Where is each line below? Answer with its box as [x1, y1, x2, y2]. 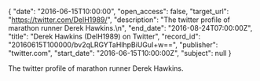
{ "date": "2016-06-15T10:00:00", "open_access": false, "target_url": [8, 7, 229, 16]
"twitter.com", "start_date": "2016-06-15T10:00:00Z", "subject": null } [8, 49, 232, 57]
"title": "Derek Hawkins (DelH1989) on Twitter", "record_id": [8, 31, 201, 41]
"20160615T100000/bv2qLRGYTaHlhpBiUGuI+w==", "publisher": [8, 40, 218, 50]
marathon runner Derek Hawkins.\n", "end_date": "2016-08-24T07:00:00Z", [8, 24, 253, 32]
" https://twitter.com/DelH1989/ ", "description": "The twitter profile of [8, 15, 230, 24]
